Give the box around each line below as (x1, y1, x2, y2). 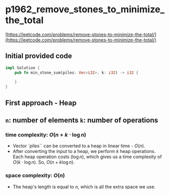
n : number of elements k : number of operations (5, 116, 158, 124)
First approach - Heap (5, 98, 77, 107)
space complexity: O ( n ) (5, 172, 65, 179)
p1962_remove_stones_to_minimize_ (5, 4, 165, 15)
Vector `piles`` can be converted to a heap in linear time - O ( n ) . (12, 143, 145, 149)
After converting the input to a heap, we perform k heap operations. (12, 148, 156, 155)
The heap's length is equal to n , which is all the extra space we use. (12, 183, 156, 190)
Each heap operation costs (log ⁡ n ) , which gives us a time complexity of (12, 154, 162, 160)
